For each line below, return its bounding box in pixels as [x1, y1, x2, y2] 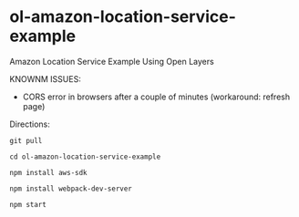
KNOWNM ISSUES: [9, 73, 82, 84]
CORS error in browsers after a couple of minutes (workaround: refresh [22, 91, 290, 102]
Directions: [9, 119, 50, 129]
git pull [9, 136, 43, 145]
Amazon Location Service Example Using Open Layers [9, 56, 214, 67]
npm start [9, 200, 47, 209]
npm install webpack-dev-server [9, 184, 132, 193]
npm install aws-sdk [9, 168, 88, 177]
